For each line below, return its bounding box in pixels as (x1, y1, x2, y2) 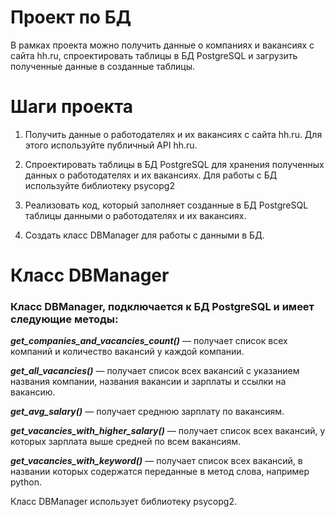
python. (10, 476, 42, 488)
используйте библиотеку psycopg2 (24, 179, 175, 191)
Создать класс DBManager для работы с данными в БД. (24, 229, 265, 241)
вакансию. (10, 386, 56, 398)
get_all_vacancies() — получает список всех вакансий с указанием (10, 365, 300, 377)
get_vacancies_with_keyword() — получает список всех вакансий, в (10, 455, 303, 467)
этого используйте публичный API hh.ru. (24, 139, 198, 151)
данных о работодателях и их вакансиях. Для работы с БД (24, 169, 278, 181)
